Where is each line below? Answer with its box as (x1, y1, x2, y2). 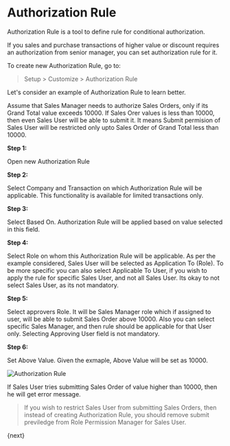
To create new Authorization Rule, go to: (7, 61, 122, 69)
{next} (7, 431, 25, 439)
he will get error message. (7, 390, 81, 398)
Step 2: (7, 170, 29, 179)
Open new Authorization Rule (7, 157, 91, 166)
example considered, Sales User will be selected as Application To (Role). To (7, 259, 224, 267)
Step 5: (7, 294, 29, 302)
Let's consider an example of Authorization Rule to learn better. (7, 88, 187, 96)
